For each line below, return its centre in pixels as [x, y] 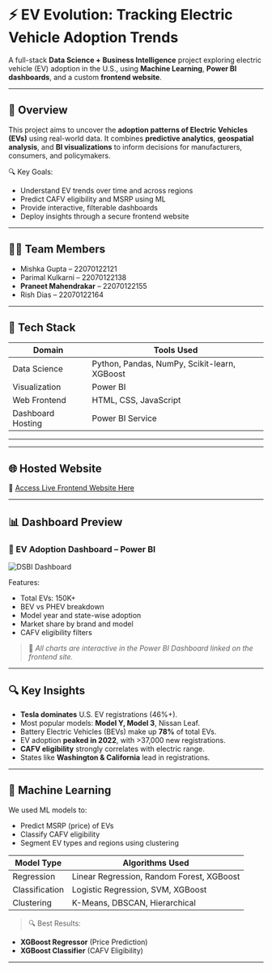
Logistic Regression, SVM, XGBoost [139, 889]
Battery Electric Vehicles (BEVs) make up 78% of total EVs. [118, 731]
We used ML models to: [48, 810]
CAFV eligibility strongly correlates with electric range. [112, 748]
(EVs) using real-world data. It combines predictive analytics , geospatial [131, 138]
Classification [38, 889]
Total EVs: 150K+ [48, 598]
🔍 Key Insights [47, 691]
